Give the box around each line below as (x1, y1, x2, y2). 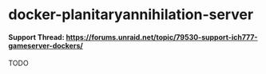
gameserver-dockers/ (8, 41, 84, 50)
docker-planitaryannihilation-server (8, 6, 254, 24)
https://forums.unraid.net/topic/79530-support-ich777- (66, 32, 258, 41)
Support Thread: (8, 32, 66, 41)
